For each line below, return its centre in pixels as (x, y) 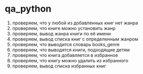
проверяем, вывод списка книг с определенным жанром (75, 39)
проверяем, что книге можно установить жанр (64, 28)
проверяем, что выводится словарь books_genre (66, 44)
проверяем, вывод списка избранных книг (59, 66)
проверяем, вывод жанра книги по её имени (62, 33)
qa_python (28, 9)
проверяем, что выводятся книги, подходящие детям (71, 50)
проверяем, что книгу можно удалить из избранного (70, 60)
